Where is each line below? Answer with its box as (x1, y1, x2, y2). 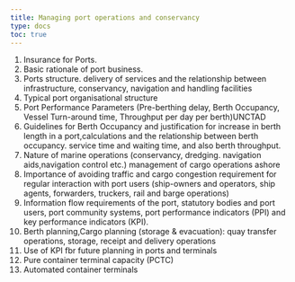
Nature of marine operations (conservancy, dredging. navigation (22, 150, 262, 161)
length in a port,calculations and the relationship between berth (22, 131, 259, 142)
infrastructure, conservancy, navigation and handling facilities (22, 83, 253, 94)
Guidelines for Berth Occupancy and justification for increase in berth (22, 121, 282, 132)
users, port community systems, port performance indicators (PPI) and (22, 207, 286, 218)
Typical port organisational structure (22, 93, 158, 103)
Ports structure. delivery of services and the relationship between (22, 74, 267, 84)
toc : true (10, 30, 48, 39)
